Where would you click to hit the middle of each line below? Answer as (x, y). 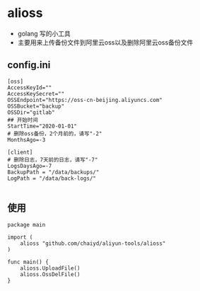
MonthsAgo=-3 (27, 139)
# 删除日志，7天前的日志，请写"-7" (53, 160)
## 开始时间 (23, 120)
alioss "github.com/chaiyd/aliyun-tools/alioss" (93, 243)
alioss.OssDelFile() (50, 274)
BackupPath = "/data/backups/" (53, 172)
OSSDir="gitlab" (31, 112)
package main (27, 224)
